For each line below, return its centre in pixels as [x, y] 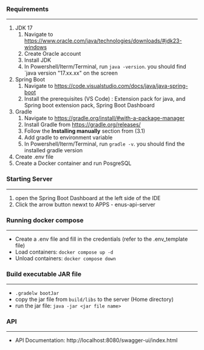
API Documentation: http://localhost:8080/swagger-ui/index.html [96, 340]
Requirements [28, 9]
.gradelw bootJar [37, 294]
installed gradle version [53, 150]
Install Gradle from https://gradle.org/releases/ [82, 125]
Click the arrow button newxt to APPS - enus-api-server [85, 204]
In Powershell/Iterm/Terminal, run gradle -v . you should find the [104, 144]
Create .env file [34, 157]
